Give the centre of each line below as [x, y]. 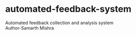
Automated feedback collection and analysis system [59, 23]
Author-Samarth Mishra [30, 28]
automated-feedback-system [69, 9]
